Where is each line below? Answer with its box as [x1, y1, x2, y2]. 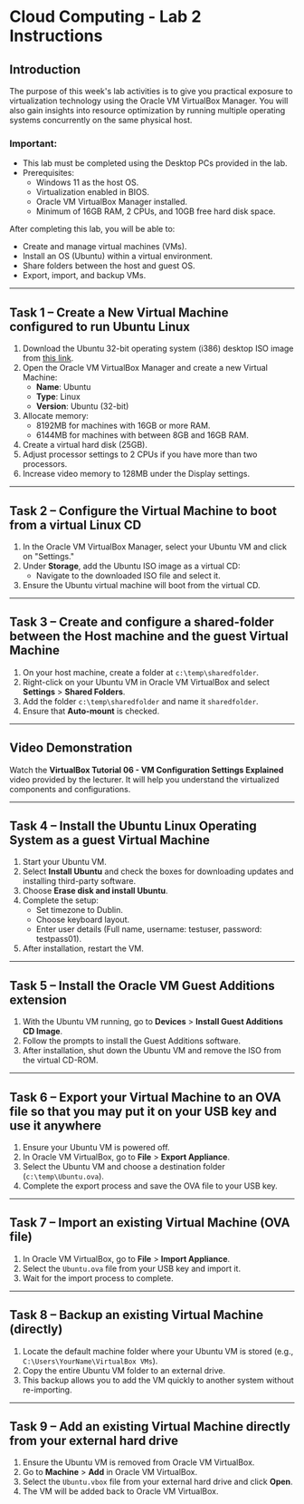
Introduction [9, 62, 81, 77]
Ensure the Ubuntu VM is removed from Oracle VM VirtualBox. [22, 1457, 255, 1468]
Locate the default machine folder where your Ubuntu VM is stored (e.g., [22, 1345, 294, 1356]
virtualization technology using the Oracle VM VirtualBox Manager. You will [9, 95, 289, 106]
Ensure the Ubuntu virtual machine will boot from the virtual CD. [22, 579, 261, 590]
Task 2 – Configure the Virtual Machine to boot [9, 503, 278, 519]
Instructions [9, 25, 103, 46]
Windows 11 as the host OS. [35, 177, 139, 188]
